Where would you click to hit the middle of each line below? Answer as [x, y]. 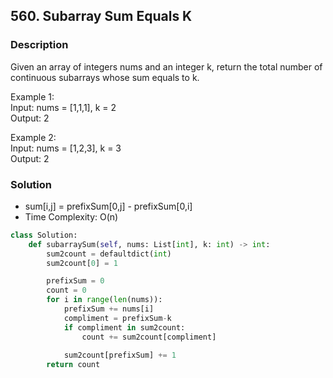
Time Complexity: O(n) [71, 216]
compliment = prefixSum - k [117, 318]
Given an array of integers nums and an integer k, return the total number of [166, 66]
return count [73, 365]
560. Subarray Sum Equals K [101, 16]
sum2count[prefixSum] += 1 [120, 355]
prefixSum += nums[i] [109, 309]
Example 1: [32, 96]
